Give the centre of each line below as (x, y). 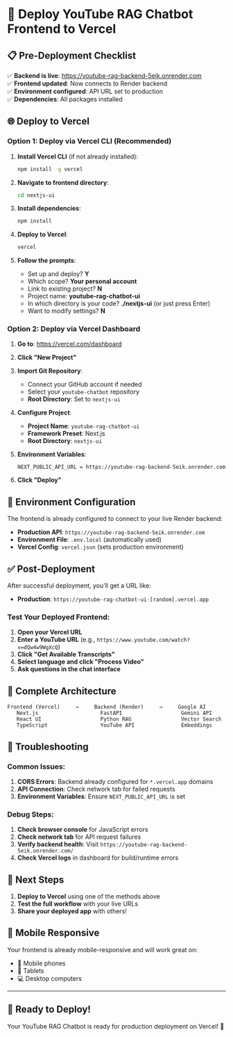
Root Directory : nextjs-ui (65, 441)
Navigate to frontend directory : (63, 182)
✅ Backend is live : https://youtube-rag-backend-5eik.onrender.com (105, 75)
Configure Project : (44, 412)
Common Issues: (36, 766)
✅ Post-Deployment (51, 569)
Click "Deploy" (39, 480)
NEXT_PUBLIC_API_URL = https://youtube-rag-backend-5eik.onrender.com (121, 467)
